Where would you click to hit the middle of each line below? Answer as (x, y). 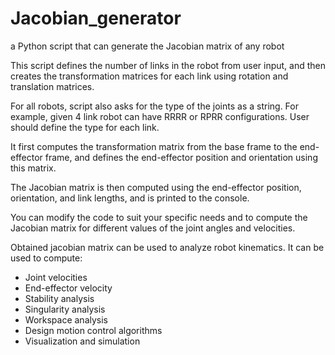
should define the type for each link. (85, 127)
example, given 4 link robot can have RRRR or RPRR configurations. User (160, 116)
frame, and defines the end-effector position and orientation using (181, 157)
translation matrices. (52, 86)
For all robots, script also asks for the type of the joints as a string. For (154, 106)
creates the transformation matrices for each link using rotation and (149, 76)
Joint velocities (56, 277)
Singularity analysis (65, 309)
